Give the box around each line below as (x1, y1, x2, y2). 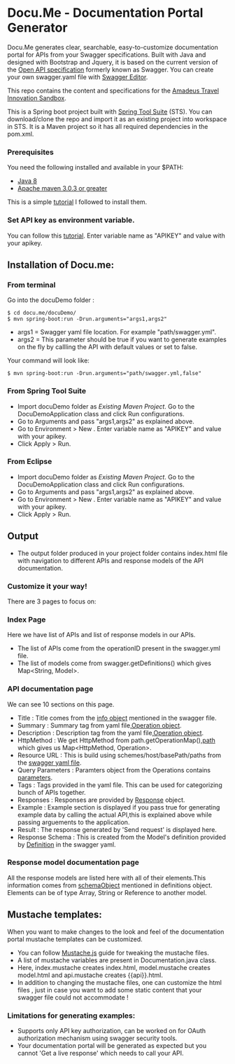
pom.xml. (7, 130, 34, 138)
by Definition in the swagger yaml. (17, 840, 117, 849)
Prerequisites (7, 147, 54, 157)
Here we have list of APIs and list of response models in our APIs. (7, 631, 196, 639)
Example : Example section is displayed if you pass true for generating (17, 803, 220, 811)
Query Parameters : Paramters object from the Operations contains (17, 765, 211, 774)
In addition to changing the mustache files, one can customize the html (17, 978, 222, 986)
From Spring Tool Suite (7, 386, 86, 396)
